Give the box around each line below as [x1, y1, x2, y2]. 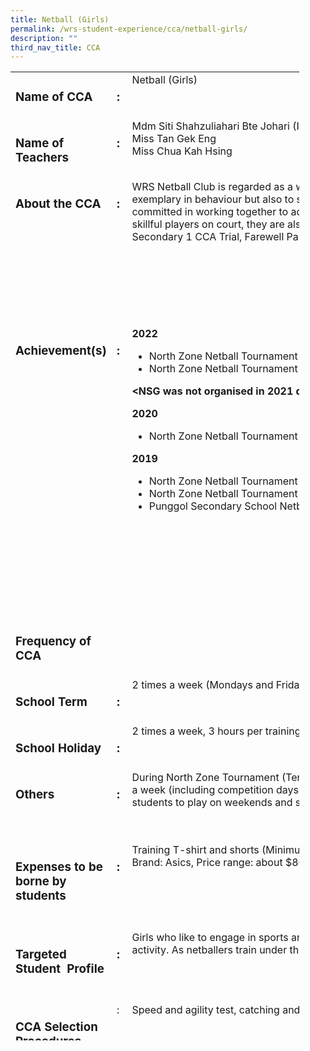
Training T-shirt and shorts [131, 842, 260, 856]
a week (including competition [131, 782, 274, 796]
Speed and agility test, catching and [131, 1002, 301, 1016]
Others [15, 787, 55, 803]
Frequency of [15, 634, 92, 650]
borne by [15, 874, 67, 890]
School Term [15, 694, 88, 710]
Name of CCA [15, 89, 93, 105]
